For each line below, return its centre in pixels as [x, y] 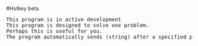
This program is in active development [64, 20]
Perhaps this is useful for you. [55, 31]
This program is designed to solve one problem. [77, 25]
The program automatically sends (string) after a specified [96, 37]
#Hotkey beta [23, 8]
